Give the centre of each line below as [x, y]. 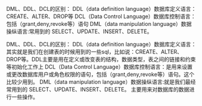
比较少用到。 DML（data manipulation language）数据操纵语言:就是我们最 [98, 82]
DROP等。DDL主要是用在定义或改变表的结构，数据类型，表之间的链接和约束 [101, 59]
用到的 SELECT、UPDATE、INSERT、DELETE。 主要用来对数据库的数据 [100, 89]
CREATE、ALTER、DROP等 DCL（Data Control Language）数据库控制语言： [101, 16]
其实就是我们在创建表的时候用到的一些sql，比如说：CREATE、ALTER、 [94, 52]
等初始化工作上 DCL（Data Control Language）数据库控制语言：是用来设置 [99, 67]
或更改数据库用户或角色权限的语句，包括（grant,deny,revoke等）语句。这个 [100, 74]
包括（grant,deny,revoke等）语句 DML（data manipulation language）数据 [99, 24]
